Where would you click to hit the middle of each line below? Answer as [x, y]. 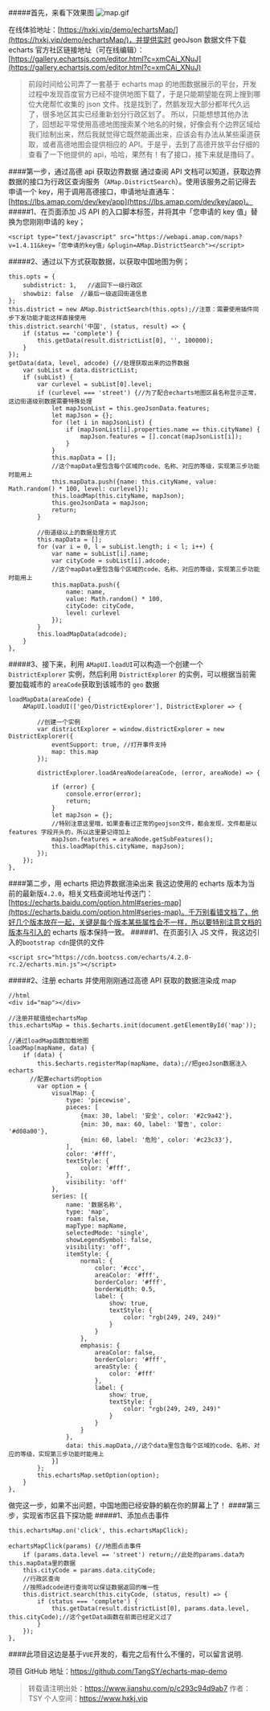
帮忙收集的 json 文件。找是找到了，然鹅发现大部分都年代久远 [150, 104]
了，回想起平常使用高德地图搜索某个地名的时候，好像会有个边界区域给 [144, 124]
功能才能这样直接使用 [56, 318]
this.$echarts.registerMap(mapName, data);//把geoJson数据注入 [142, 1063]
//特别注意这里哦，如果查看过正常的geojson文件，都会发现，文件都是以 [154, 824]
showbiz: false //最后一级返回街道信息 [85, 294]
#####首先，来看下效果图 [51, 12]
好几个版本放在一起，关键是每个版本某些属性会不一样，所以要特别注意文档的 [135, 922]
